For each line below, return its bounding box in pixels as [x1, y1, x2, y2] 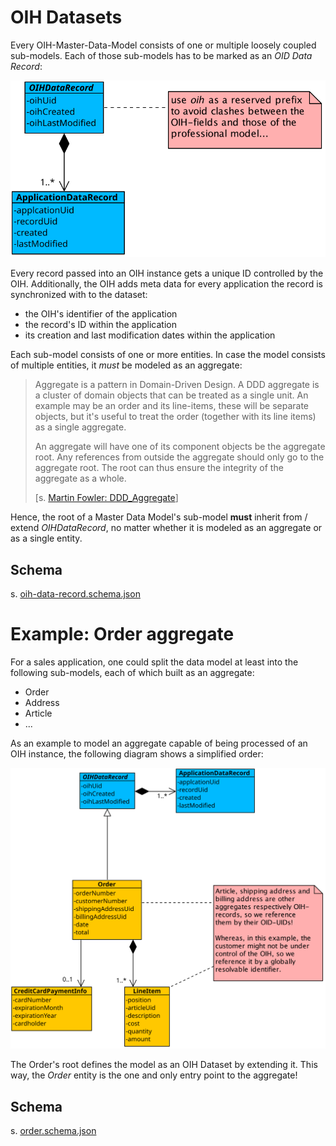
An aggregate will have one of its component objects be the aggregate [34, 441, 326, 453]
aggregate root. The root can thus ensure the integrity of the [34, 462, 284, 474]
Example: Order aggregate [10, 623, 235, 646]
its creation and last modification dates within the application [24, 329, 276, 341]
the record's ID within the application [24, 319, 177, 331]
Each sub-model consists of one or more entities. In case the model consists [10, 349, 326, 361]
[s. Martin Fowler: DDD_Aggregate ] [34, 492, 179, 504]
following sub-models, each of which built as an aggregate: [10, 667, 255, 679]
